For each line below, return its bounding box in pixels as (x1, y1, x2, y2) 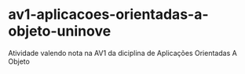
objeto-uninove (8, 22, 112, 40)
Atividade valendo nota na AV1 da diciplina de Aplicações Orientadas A (8, 48, 237, 57)
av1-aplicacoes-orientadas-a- (8, 6, 210, 24)
